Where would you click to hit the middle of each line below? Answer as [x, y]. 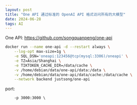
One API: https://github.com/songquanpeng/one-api [59, 38]
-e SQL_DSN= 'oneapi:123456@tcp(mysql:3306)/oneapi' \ [71, 56]
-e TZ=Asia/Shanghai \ [38, 61]
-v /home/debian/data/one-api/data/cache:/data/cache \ [73, 75]
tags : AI [14, 24]
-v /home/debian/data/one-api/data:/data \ [60, 70]
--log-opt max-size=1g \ [40, 52]
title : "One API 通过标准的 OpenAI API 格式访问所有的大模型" [65, 14]
